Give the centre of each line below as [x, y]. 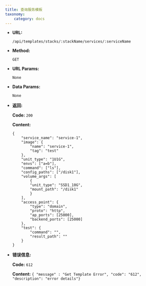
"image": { [32, 143]
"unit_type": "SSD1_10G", [56, 185]
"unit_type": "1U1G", [43, 160]
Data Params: [26, 87]
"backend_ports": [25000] [56, 219]
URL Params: [25, 69]
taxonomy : [15, 14]
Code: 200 [23, 115]
